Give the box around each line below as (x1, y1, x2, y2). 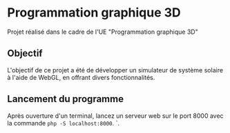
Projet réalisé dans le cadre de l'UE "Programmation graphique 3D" (7, 28, 198, 36)
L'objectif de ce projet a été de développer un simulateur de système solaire (7, 65, 223, 74)
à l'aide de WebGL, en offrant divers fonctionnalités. (7, 73, 155, 81)
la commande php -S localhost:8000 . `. (7, 119, 119, 127)
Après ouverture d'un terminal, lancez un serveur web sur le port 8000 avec (7, 112, 224, 120)
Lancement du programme (7, 93, 124, 105)
